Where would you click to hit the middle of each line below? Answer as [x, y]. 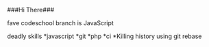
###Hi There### [31, 10]
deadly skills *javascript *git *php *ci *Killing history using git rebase [104, 36]
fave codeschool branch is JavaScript [61, 23]
